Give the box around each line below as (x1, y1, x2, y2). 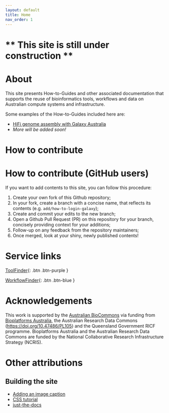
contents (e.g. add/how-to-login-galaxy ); (12, 205, 99, 211)
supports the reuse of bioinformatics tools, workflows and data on (5, 96, 144, 102)
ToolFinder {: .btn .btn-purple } (5, 267, 69, 273)
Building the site (5, 377, 58, 386)
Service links (5, 250, 62, 262)
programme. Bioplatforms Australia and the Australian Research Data (5, 328, 150, 334)
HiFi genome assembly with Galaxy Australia (12, 121, 106, 127)
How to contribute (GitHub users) (5, 167, 149, 179)
